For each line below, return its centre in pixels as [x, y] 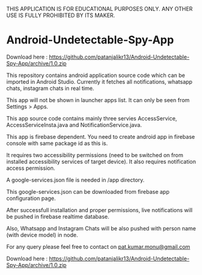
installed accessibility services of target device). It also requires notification [101, 161]
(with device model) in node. [42, 235]
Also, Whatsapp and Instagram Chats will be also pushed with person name [101, 228]
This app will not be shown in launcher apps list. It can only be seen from [98, 100]
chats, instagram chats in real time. [50, 88]
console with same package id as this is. [57, 143]
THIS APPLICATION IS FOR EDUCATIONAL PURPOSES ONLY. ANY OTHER [100, 9]
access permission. [31, 168]
